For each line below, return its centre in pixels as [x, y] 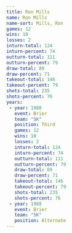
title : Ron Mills [28, 12]
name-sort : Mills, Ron [35, 23]
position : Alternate [40, 221]
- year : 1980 [25, 108]
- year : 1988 [25, 204]
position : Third [35, 125]
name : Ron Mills [27, 18]
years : [15, 102]
